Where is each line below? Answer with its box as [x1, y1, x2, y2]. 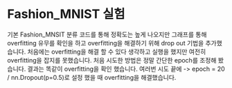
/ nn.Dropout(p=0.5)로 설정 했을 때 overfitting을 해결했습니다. [7, 73, 177, 81]
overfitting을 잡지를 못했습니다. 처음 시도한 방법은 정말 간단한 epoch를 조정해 [7, 56, 217, 64]
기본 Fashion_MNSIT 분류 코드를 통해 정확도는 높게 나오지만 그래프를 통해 [7, 30, 207, 38]
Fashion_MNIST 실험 [7, 6, 126, 22]
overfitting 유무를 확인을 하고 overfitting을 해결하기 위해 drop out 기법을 [7, 38, 204, 47]
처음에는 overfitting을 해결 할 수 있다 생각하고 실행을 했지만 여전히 [27, 47, 206, 56]
